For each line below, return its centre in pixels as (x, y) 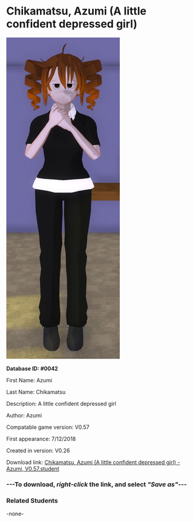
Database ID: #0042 (32, 368)
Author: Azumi (24, 415)
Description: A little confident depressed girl (61, 403)
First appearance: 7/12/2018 (41, 439)
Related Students (32, 500)
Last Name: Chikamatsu (36, 392)
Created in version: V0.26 (38, 450)
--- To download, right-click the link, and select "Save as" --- (97, 484)
